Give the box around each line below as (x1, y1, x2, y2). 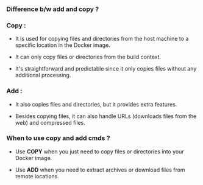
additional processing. (15, 72, 71, 79)
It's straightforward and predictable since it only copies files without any (15, 65, 197, 72)
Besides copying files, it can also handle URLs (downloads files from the (15, 112, 197, 120)
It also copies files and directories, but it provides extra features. (15, 100, 177, 108)
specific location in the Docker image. (15, 41, 111, 49)
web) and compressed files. (15, 119, 85, 126)
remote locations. (15, 172, 60, 180)
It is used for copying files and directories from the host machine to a (15, 35, 189, 43)
